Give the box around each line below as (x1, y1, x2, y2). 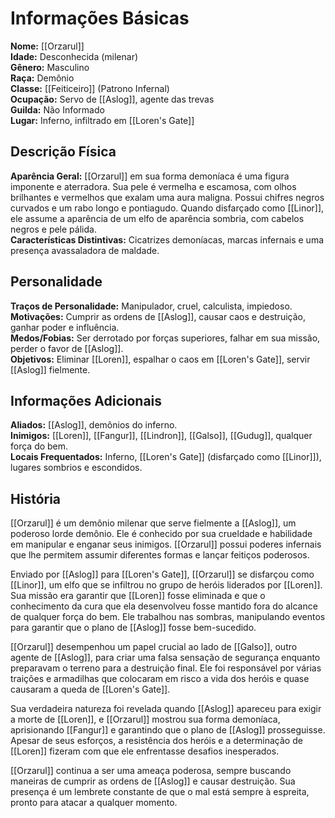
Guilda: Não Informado (10, 103, 105, 116)
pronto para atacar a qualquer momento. (10, 797, 178, 809)
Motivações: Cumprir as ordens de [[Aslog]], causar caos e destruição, (10, 310, 306, 322)
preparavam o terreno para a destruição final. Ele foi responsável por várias (10, 662, 322, 674)
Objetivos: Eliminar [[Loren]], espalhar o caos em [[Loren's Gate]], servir (10, 353, 311, 365)
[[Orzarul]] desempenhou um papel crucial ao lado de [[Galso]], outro (10, 641, 298, 653)
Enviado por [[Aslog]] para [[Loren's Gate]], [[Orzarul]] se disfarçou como (10, 568, 315, 581)
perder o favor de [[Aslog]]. (10, 342, 124, 354)
